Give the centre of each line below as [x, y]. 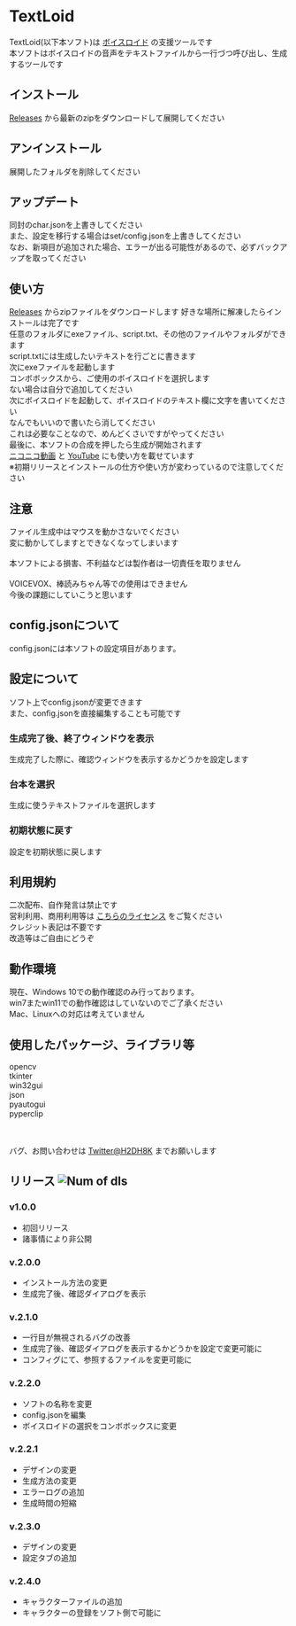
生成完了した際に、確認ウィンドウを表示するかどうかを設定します [129, 759]
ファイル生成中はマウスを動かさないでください [94, 532]
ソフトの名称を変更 [57, 1404]
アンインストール [55, 148]
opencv [23, 1066]
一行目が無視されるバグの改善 [76, 1338]
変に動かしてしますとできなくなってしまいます [94, 543]
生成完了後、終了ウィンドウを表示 [82, 738]
